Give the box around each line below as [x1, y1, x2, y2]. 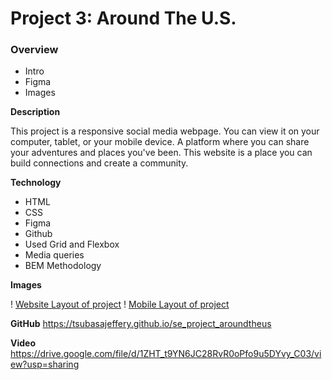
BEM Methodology [24, 260, 102, 272]
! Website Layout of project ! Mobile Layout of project [10, 298, 230, 311]
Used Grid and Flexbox [24, 238, 120, 251]
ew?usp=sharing [10, 358, 80, 371]
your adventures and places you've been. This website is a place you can [10, 147, 313, 159]
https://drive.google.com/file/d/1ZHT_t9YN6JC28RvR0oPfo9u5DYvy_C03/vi [10, 348, 322, 360]
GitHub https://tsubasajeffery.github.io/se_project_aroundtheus [10, 318, 272, 330]
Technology [10, 177, 62, 189]
